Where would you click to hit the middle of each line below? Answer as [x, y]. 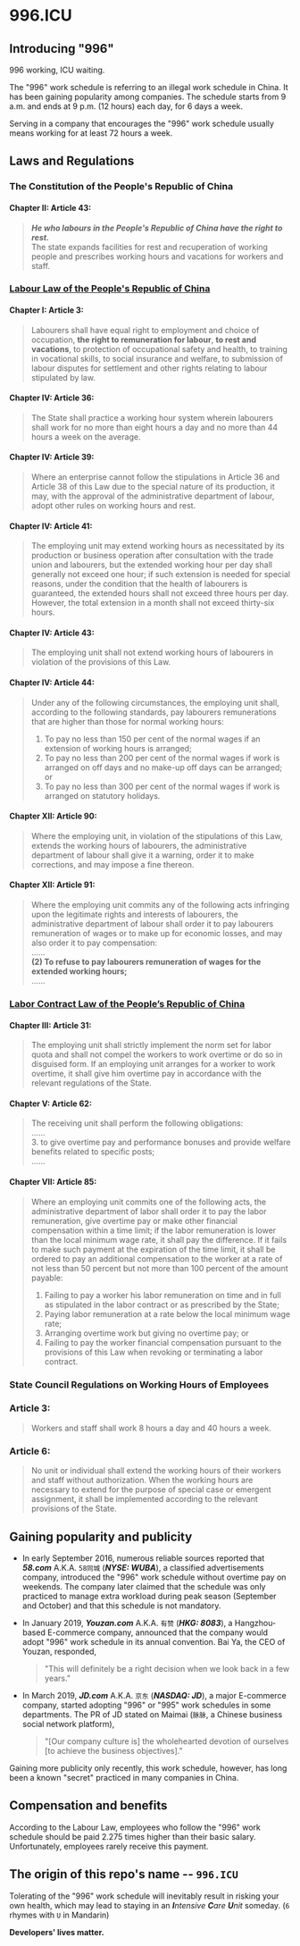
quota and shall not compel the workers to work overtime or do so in [157, 1054]
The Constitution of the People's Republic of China [121, 187]
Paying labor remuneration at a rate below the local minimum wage [167, 1313]
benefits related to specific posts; [93, 1152]
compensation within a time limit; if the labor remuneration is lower [154, 1230]
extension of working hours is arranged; [118, 748]
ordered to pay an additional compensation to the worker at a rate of [157, 1258]
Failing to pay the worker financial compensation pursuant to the [163, 1342]
